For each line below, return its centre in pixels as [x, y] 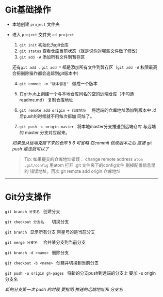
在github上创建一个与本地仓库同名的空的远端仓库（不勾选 [77, 94]
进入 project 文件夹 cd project [43, 34]
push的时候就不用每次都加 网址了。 [59, 116]
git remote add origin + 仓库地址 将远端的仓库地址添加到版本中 [85, 110]
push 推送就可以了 [31, 148]
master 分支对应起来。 [47, 132]
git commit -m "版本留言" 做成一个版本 [58, 83]
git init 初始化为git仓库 [44, 45]
